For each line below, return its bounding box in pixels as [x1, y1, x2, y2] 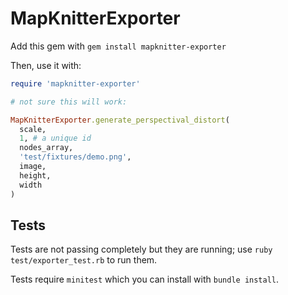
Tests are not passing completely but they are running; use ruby [10, 243, 273, 256]
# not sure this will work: [10, 97, 128, 107]
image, [19, 162, 47, 172]
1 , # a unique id [19, 133, 92, 144]
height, [19, 170, 52, 181]
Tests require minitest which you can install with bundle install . [10, 273, 280, 286]
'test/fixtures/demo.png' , [19, 152, 132, 162]
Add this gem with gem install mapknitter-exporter [10, 40, 227, 52]
